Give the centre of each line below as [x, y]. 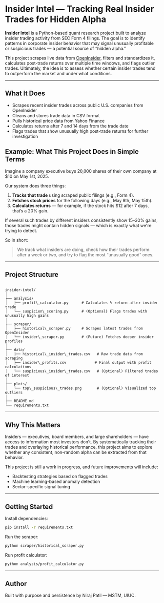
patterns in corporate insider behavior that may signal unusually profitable [79, 43]
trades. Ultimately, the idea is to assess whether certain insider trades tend [80, 68]
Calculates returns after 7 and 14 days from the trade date [70, 126]
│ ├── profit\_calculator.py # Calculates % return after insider [82, 303]
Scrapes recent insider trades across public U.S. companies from [78, 105]
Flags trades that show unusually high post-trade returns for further [80, 131]
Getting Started [29, 507]
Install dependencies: [27, 518]
